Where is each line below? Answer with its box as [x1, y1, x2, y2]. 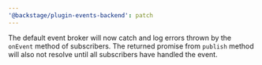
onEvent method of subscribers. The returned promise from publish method [8, 41, 254, 51]
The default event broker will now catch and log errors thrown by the [8, 33, 232, 42]
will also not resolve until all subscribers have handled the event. [8, 49, 219, 59]
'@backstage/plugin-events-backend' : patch [8, 11, 154, 20]
